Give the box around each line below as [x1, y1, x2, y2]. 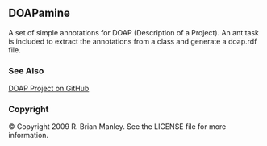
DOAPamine [8, 6, 71, 20]
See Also [8, 65, 44, 76]
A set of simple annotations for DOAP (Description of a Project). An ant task [8, 27, 260, 37]
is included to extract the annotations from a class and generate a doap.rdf [8, 36, 257, 46]
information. [8, 131, 49, 140]
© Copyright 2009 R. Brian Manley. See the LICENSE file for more [8, 122, 227, 131]
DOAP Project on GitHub [8, 84, 90, 94]
